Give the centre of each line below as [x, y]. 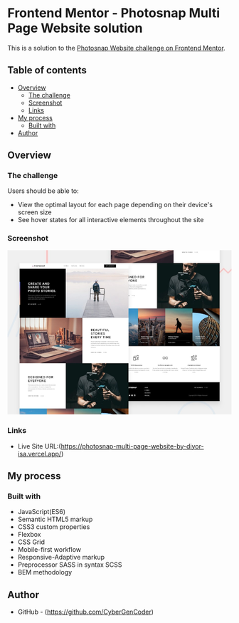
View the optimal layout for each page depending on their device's [115, 205]
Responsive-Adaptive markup [61, 557]
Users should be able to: [43, 191]
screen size [34, 212]
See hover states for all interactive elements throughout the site [111, 220]
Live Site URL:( [39, 446]
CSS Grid [31, 542]
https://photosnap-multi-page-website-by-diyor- [132, 446]
